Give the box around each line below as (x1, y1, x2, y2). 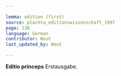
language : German (5, 30, 49, 36)
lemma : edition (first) (5, 14, 65, 20)
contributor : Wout (5, 36, 51, 42)
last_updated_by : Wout (5, 42, 62, 47)
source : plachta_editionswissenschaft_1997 (5, 19, 116, 26)
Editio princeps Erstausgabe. (5, 63, 78, 70)
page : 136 (5, 25, 30, 31)
